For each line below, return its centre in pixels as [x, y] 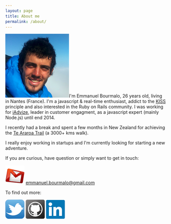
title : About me [22, 16]
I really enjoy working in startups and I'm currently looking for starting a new [85, 143]
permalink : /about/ [26, 21]
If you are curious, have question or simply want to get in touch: [72, 158]
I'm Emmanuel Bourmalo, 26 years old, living [116, 96]
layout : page [19, 11]
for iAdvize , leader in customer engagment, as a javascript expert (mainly [82, 112]
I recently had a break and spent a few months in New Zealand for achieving [85, 128]
